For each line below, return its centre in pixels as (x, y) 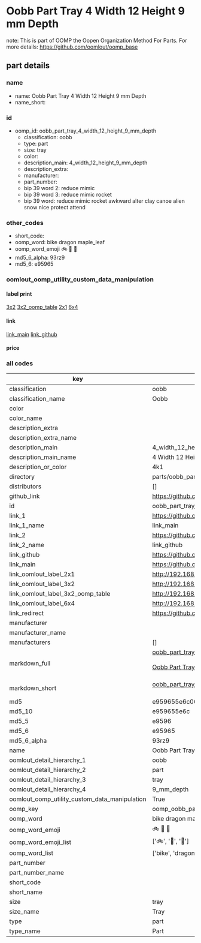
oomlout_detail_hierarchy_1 (48, 760)
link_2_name (27, 545)
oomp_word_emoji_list (40, 842)
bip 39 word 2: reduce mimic (59, 188)
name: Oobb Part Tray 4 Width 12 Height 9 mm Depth (80, 96)
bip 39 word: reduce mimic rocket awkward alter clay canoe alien (104, 201)
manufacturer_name (38, 633)
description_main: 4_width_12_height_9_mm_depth (86, 163)
